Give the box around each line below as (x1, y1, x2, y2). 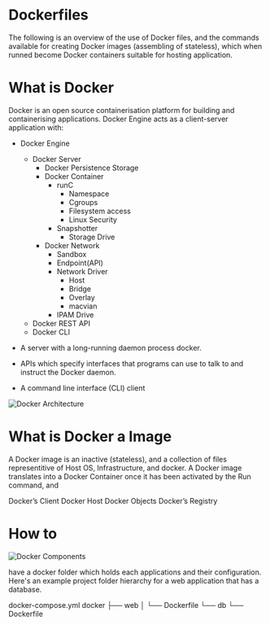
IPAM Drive (56, 309, 94, 319)
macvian (68, 301, 98, 311)
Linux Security (68, 214, 118, 225)
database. (8, 584, 42, 594)
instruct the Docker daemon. (20, 367, 116, 377)
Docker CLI (32, 327, 71, 337)
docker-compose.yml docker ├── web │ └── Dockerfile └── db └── (8, 600, 244, 610)
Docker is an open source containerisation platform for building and (8, 105, 235, 115)
